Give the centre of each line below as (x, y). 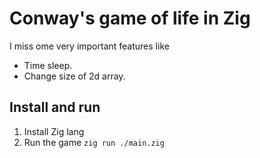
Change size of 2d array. (74, 76)
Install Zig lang (54, 131)
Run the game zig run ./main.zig (94, 142)
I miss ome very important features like (89, 46)
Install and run (55, 107)
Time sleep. (48, 65)
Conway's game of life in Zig (130, 18)
